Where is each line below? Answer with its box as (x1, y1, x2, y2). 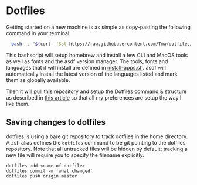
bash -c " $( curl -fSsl (11, 41, 67, 47)
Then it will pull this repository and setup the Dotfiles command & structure (6, 88, 187, 95)
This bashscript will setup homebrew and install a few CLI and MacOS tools (6, 52, 188, 59)
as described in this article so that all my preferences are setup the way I (6, 94, 182, 101)
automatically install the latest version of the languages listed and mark (6, 70, 178, 77)
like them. (6, 100, 30, 107)
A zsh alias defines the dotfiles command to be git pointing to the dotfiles (6, 139, 186, 146)
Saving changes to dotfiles (6, 117, 106, 127)
